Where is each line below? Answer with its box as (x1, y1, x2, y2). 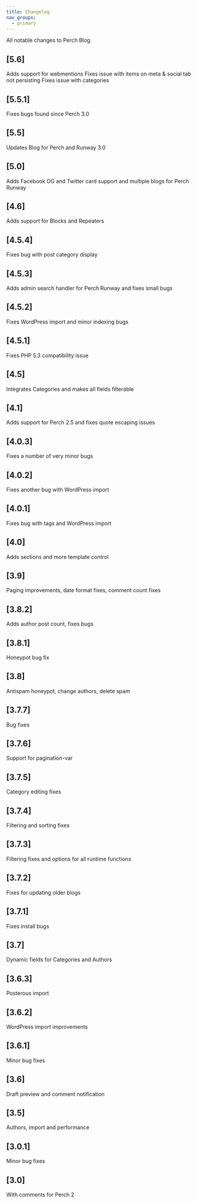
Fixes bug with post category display (6, 251, 98, 258)
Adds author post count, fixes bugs (6, 621, 94, 628)
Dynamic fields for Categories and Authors (6, 956, 113, 963)
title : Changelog (6, 8, 50, 15)
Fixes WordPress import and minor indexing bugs (6, 318, 128, 325)
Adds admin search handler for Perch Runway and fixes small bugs (6, 285, 173, 292)
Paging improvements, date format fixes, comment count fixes (6, 587, 161, 594)
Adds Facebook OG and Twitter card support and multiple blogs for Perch (6, 177, 189, 184)
